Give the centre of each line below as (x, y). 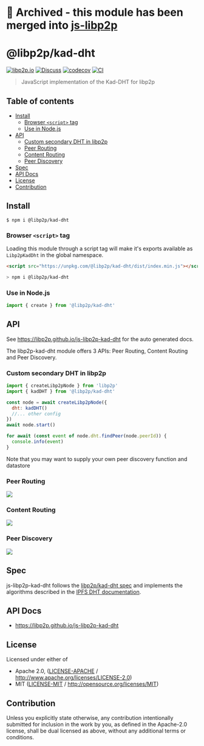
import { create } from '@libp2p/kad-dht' (61, 306)
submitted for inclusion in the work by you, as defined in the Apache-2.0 (97, 724)
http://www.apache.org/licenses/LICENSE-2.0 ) (73, 678)
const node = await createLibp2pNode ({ (57, 402)
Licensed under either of (37, 660)
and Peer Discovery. (32, 357)
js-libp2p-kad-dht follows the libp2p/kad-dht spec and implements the (95, 585)
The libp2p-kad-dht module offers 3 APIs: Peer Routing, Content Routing (97, 351)
